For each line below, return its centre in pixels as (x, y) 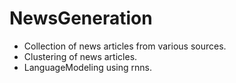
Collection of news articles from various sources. (125, 46)
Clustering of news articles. (80, 56)
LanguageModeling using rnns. (87, 67)
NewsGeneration (81, 18)
